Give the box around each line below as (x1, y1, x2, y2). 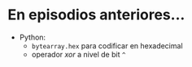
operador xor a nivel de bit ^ (31, 49, 126, 59)
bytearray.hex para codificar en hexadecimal (31, 40, 184, 50)
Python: (19, 32, 46, 42)
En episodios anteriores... (7, 6, 185, 24)
